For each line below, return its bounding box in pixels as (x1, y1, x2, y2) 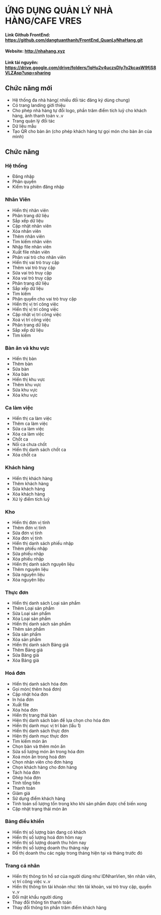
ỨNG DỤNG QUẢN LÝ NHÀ (5, 5, 113, 16)
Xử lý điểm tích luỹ (12, 496, 50, 502)
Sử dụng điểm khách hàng (12, 795, 65, 801)
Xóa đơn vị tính (12, 535, 43, 541)
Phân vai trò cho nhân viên (12, 254, 66, 260)
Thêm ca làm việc (12, 420, 48, 426)
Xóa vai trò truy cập (12, 275, 52, 281)
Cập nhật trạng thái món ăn (12, 806, 67, 812)
